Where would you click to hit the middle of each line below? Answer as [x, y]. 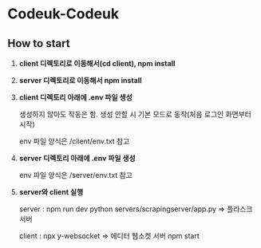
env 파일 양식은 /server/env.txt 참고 [76, 175]
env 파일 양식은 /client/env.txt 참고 [74, 141]
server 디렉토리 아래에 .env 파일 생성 [77, 158]
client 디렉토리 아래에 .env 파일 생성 [75, 97]
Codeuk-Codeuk [63, 14]
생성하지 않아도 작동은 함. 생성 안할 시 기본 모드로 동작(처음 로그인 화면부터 [135, 114]
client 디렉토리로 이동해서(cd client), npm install [97, 63]
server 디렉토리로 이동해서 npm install [80, 80]
